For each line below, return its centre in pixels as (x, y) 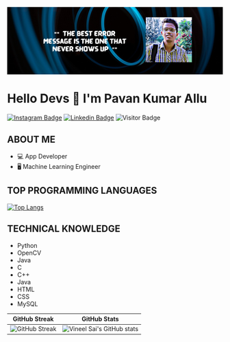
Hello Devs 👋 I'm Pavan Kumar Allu (107, 99)
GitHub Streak (33, 319)
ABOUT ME (31, 139)
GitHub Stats (100, 319)
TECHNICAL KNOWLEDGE (64, 229)
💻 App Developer (42, 156)
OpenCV (29, 253)
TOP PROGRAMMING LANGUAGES (82, 191)
